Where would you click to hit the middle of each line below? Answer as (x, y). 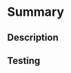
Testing (24, 60)
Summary (35, 12)
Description (33, 38)
